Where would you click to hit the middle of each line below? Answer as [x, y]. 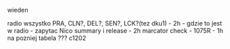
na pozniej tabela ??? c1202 [47, 38]
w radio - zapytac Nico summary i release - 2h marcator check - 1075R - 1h [115, 31]
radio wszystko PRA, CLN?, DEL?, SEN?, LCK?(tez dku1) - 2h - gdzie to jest [115, 23]
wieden [18, 10]
